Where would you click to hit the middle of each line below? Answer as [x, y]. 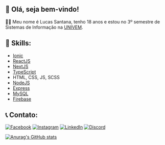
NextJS [20, 66]
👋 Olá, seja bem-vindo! [42, 9]
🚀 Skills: [18, 43]
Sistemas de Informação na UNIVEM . [44, 27]
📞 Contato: [22, 115]
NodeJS [21, 83]
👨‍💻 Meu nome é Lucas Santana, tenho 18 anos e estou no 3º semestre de [82, 21]
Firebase [22, 99]
